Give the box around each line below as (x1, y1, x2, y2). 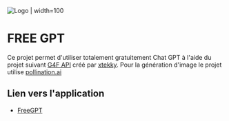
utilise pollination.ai (7, 67, 62, 76)
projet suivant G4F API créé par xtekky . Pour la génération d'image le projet (7, 60, 222, 69)
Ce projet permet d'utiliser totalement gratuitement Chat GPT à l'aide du (7, 53, 212, 61)
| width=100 (30, 7, 64, 14)
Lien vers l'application (7, 88, 105, 100)
